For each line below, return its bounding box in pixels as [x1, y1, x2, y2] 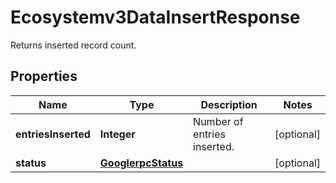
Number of [193, 114, 244, 128]
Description [200, 97, 258, 111]
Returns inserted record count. [10, 39, 137, 51]
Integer [99, 127, 136, 141]
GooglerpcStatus [99, 156, 184, 170]
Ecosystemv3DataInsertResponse [10, 6, 301, 29]
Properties [10, 68, 78, 85]
